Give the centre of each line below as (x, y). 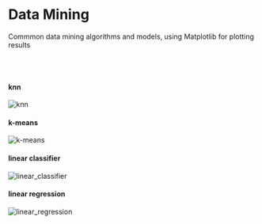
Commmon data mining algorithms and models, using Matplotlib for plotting (131, 36)
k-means (23, 122)
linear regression (37, 194)
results (19, 44)
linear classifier (34, 158)
